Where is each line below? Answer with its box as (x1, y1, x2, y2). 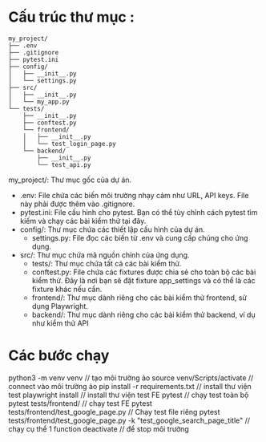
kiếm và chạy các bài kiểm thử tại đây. (19, 216, 147, 225)
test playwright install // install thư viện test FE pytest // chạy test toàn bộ (8, 390, 249, 399)
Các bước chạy (8, 347, 110, 365)
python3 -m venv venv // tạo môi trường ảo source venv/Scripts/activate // (8, 373, 254, 383)
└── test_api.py (37, 160, 91, 168)
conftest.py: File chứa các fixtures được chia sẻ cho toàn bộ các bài (31, 267, 256, 277)
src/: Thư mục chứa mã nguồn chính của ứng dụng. (19, 249, 190, 260)
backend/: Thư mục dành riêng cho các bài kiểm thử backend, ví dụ (31, 310, 256, 319)
